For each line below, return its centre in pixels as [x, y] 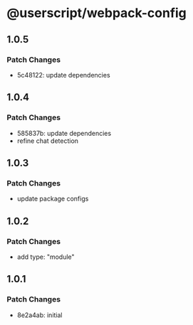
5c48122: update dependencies [64, 75]
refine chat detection [48, 141]
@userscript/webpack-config [96, 13]
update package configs [53, 199]
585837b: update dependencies [64, 133]
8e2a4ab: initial [40, 315]
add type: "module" [46, 257]
